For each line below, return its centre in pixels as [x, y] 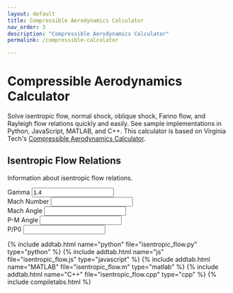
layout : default [31, 14]
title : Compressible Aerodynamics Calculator [75, 21]
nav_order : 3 [27, 27]
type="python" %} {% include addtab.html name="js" [86, 251]
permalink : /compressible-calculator [63, 40]
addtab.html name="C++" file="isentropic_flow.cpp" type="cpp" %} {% [112, 274]
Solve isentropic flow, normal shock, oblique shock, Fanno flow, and [106, 116]
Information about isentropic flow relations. [70, 178]
